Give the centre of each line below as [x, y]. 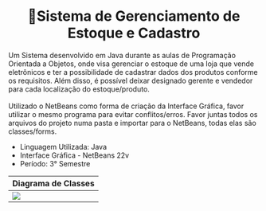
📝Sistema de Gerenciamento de [134, 16]
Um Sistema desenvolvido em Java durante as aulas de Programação [122, 55]
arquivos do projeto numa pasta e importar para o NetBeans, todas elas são [132, 123]
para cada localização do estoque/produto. [79, 89]
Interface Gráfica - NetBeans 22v [74, 155]
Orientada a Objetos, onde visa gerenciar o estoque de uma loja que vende [131, 64]
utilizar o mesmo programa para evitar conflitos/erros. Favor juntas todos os [133, 114]
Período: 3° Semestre [55, 163]
